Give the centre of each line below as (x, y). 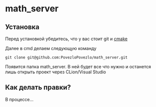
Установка (22, 27)
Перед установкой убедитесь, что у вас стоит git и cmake (66, 39)
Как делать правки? (38, 87)
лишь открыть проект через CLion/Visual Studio (56, 72)
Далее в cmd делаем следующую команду (51, 48)
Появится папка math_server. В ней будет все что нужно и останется (78, 67)
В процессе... (19, 99)
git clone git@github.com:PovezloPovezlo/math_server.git (66, 57)
